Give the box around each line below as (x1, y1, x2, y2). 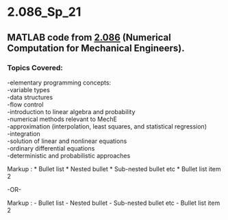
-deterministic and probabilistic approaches (7, 151, 131, 159)
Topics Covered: (7, 63, 63, 72)
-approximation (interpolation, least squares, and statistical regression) (7, 122, 207, 131)
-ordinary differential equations (7, 144, 95, 152)
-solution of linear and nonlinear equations (7, 137, 127, 145)
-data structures (7, 93, 53, 101)
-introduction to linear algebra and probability (7, 107, 136, 115)
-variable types (7, 85, 50, 93)
